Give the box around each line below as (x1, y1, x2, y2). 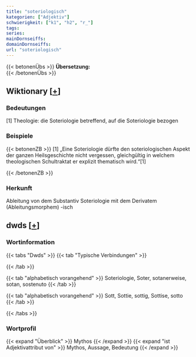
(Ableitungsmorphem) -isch (6, 203, 74, 211)
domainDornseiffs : (6, 42, 51, 48)
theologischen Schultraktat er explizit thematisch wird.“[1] (6, 158, 146, 165)
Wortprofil (6, 324, 36, 332)
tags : (6, 25, 19, 31)
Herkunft (6, 183, 32, 192)
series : (6, 31, 25, 36)
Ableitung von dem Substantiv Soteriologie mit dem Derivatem (6, 198, 157, 205)
